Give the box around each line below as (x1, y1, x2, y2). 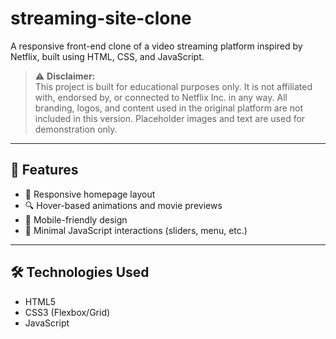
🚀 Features (10, 162, 79, 179)
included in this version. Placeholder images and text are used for (34, 112, 306, 124)
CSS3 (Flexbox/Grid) (24, 306, 111, 318)
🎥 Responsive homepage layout (24, 188, 156, 200)
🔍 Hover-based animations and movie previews (24, 199, 223, 211)
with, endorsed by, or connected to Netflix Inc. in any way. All (34, 91, 288, 103)
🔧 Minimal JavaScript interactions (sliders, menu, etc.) (24, 224, 248, 236)
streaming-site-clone (10, 7, 192, 30)
